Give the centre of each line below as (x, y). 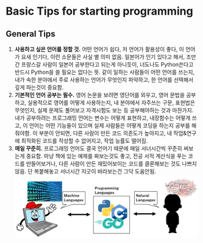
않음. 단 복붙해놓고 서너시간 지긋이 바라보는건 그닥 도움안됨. (85, 171)
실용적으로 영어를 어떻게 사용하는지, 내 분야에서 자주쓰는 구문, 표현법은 (112, 103)
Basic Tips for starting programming (99, 11)
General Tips (30, 34)
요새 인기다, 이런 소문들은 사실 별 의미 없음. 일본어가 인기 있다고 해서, (103, 57)
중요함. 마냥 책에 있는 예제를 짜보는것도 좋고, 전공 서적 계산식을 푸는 (106, 156)
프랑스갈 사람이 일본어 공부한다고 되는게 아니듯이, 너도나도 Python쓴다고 (107, 64)
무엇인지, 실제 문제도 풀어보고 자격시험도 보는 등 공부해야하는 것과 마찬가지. (104, 110)
